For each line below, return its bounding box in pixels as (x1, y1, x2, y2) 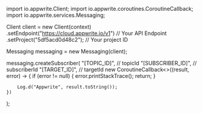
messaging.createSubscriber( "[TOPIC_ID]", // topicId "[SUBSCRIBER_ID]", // (6, 60, 197, 66)
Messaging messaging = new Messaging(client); (6, 48, 128, 55)
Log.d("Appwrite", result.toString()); (17, 84, 118, 90)
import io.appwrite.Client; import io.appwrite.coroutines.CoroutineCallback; (6, 5, 194, 12)
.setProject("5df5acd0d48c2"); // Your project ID (6, 36, 128, 43)
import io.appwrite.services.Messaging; (6, 11, 105, 19)
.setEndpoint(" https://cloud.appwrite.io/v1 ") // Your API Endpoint (6, 30, 167, 37)
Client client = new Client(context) (6, 24, 92, 30)
